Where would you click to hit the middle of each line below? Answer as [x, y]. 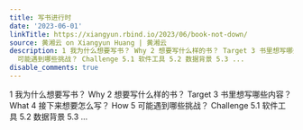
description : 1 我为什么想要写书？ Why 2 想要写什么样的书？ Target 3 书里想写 [148, 51]
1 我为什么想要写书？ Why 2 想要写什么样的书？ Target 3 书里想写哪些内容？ [151, 94]
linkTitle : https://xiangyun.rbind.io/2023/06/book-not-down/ [129, 34]
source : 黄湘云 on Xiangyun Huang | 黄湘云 [88, 43]
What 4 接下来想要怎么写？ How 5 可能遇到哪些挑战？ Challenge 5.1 [135, 105]
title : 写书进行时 [41, 17]
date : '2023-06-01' [46, 26]
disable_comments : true [54, 68]
